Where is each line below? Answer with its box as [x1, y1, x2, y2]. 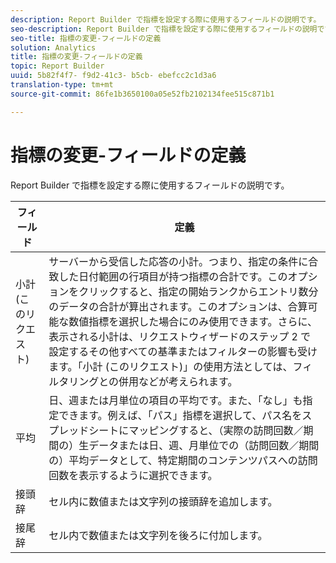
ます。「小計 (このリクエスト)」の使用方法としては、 [48, 359, 293, 373]
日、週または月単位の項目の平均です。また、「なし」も [48, 393, 303, 407]
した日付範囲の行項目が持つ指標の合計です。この [58, 269, 288, 283]
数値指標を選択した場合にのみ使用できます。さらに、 [68, 314, 318, 328]
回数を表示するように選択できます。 [48, 468, 218, 482]
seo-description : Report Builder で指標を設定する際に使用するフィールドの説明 [10, 24, 318, 34]
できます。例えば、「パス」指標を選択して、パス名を [58, 408, 303, 422]
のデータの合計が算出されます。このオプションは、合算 [48, 299, 308, 313]
